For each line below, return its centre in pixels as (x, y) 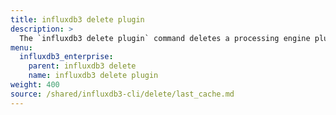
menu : (21, 47)
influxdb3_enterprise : (66, 57)
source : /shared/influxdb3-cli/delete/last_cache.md (122, 94)
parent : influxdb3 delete (82, 66)
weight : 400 (35, 85)
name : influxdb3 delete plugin (93, 76)
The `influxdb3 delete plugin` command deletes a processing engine (165, 38)
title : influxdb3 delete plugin (77, 19)
